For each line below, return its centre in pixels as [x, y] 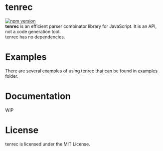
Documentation [38, 96]
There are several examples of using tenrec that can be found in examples [81, 71]
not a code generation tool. [33, 31]
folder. [12, 76]
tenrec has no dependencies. [35, 37]
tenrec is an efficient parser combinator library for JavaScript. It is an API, [81, 26]
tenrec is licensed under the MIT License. [48, 144]
